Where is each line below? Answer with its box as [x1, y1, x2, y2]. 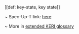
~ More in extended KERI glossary [4, 23, 74, 29]
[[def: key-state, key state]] [4, 4, 60, 10]
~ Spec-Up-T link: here [4, 14, 52, 19]
